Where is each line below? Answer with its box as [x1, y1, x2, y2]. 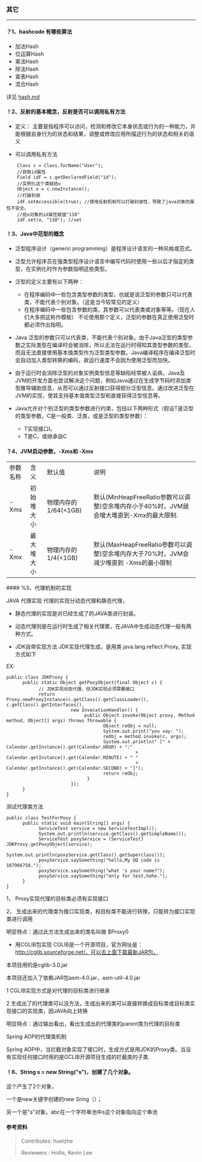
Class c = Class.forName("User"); [17, 162, 103, 168]
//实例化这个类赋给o [17, 180, 61, 186]
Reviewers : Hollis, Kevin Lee [20, 1149, 93, 1156]
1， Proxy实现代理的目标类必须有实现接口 [6, 895, 109, 903]
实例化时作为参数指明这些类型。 [31, 265, 110, 272]
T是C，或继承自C [23, 433, 67, 440]
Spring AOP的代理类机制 [6, 1033, 67, 1040]
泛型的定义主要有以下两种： [14, 278, 84, 285]
